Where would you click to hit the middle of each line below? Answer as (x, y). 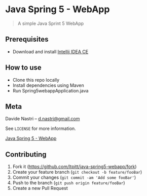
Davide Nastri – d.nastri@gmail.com (43, 119)
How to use (23, 68)
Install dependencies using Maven (48, 85)
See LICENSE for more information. (41, 128)
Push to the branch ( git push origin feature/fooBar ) (69, 183)
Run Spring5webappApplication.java (50, 90)
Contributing (26, 154)
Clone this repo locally (36, 80)
